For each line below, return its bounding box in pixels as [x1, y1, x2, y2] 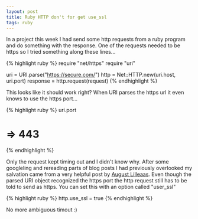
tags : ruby [6, 19, 33, 25]
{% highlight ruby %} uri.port [6, 107, 77, 114]
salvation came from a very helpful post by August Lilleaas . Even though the [6, 171, 192, 178]
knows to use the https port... [6, 95, 78, 102]
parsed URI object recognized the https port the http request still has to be [6, 177, 187, 184]
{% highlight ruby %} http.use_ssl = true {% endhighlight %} [6, 195, 153, 202]
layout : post [6, 8, 38, 15]
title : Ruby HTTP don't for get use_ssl [6, 14, 108, 20]
